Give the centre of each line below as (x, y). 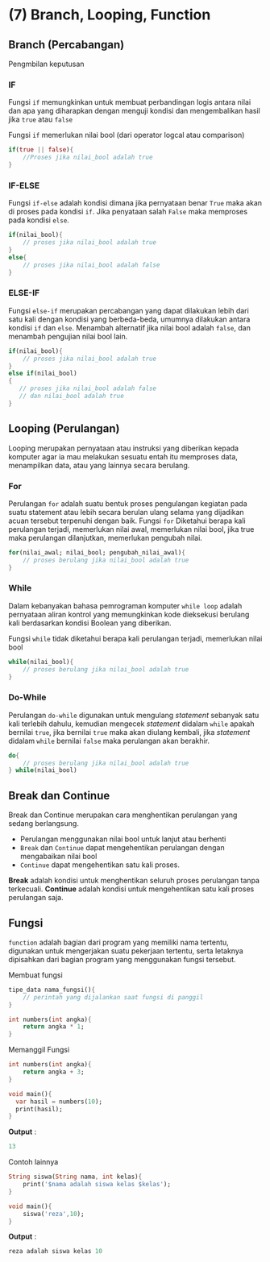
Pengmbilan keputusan (46, 64)
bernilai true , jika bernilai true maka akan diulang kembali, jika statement (129, 732)
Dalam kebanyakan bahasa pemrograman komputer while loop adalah (125, 605)
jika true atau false (41, 119)
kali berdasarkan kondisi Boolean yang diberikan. (90, 623)
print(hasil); (39, 1109)
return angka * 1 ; (54, 1027)
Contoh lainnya (33, 1162)
